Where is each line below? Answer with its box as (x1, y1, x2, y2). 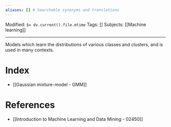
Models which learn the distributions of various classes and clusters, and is (5, 41, 163, 47)
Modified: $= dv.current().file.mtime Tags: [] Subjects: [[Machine (5, 21, 147, 27)
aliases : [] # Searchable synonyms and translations (5, 7, 120, 13)
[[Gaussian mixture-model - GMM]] (12, 81, 87, 87)
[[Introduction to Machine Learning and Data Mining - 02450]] (12, 116, 144, 122)
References (5, 99, 55, 111)
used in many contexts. (5, 47, 54, 53)
